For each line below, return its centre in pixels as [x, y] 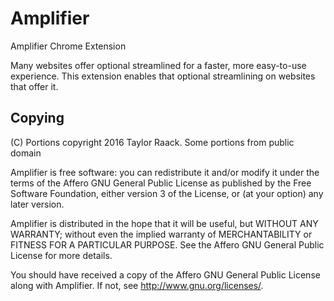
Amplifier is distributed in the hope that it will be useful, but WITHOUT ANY [164, 223]
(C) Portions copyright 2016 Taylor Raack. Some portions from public [152, 142]
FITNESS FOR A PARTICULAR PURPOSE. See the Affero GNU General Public [167, 244]
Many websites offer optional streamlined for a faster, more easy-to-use [158, 65]
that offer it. [34, 86]
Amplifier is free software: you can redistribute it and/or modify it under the [165, 172]
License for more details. [61, 255]
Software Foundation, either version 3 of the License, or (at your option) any [167, 193]
